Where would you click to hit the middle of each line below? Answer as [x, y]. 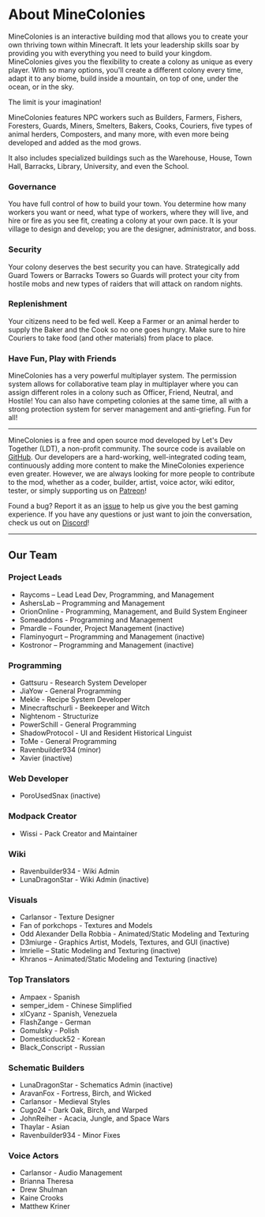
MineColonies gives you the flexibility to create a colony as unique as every [131, 62]
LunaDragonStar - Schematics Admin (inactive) [96, 1084]
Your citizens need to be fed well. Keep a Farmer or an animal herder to [124, 321]
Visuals [23, 900]
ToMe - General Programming [68, 742]
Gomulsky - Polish [49, 1030]
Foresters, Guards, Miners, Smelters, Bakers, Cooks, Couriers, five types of [131, 126]
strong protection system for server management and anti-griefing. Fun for [130, 409]
